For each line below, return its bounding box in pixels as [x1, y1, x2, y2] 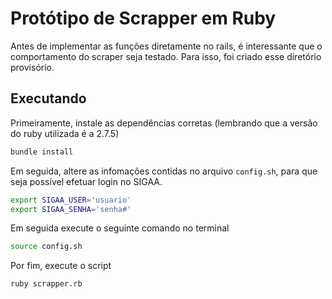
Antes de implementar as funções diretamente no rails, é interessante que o [10, 40, 323, 52]
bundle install [10, 147, 74, 157]
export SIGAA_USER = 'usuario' [10, 195, 132, 205]
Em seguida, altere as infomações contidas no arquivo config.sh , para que [10, 165, 318, 177]
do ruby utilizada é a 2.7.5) [10, 127, 120, 139]
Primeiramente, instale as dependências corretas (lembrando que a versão [10, 117, 318, 129]
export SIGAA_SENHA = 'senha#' [10, 204, 132, 214]
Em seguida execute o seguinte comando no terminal [10, 222, 230, 234]
